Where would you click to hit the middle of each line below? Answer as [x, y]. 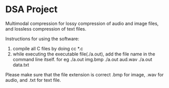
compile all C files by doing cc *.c [48, 48]
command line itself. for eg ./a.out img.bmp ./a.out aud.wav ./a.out [82, 59]
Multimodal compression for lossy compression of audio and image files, [82, 23]
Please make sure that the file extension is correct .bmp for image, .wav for [84, 74]
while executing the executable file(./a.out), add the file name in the [84, 54]
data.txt [21, 65]
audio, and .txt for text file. [33, 80]
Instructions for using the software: [42, 39]
